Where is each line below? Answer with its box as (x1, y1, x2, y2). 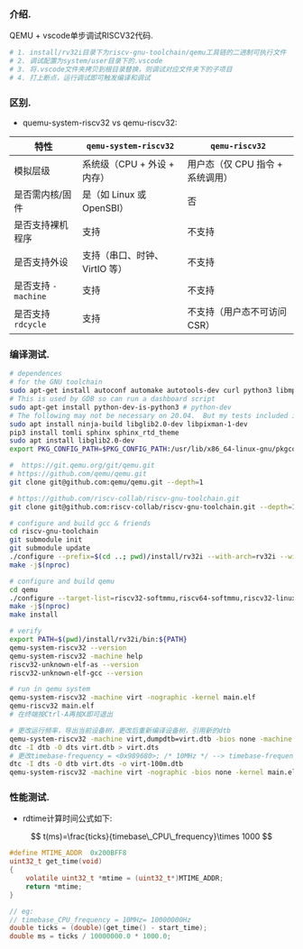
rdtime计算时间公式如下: (22, 813, 113, 824)
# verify (9, 626, 42, 636)
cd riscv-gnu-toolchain (9, 527, 99, 536)
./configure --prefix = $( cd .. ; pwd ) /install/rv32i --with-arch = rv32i (9, 552, 277, 561)
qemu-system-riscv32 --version (9, 643, 127, 652)
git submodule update (9, 543, 91, 553)
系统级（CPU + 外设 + (82, 158, 175, 170)
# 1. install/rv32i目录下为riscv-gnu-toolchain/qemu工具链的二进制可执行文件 (9, 48, 287, 58)
